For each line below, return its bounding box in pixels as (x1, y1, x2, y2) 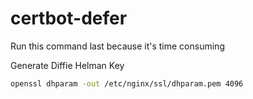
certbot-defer (10, 7, 128, 30)
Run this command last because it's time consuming (10, 40, 225, 52)
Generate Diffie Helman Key (10, 59, 125, 71)
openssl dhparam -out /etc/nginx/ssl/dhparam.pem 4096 (10, 78, 244, 89)
